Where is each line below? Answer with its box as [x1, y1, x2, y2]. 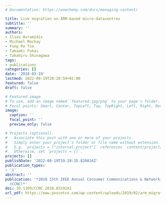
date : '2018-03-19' [5, 71, 45, 77]
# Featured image [5, 94, 41, 99]
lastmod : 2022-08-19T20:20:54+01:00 [5, 76, 81, 81]
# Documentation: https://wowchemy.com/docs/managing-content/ [5, 7, 138, 12]
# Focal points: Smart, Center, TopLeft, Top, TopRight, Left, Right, [5, 103, 154, 108]
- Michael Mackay [5, 39, 41, 45]
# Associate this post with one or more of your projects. [5, 135, 134, 140]
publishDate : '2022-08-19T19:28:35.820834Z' [5, 158, 98, 163]
